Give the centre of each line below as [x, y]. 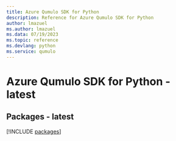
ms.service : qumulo [31, 52]
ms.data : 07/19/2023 [33, 35]
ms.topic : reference [33, 40]
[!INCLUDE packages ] [34, 131]
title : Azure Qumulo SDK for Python [53, 12]
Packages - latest [40, 117]
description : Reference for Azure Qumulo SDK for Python [80, 18]
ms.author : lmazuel [31, 29]
